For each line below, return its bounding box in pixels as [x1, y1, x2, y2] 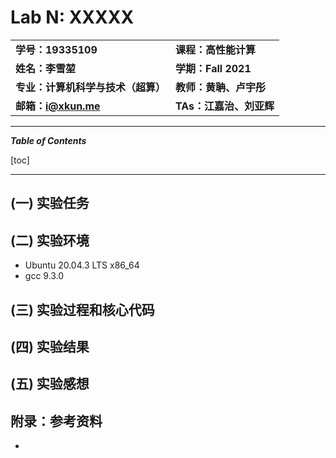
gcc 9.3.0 [24, 270, 65, 282]
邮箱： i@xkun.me [15, 99, 101, 113]
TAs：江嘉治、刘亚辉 [175, 99, 275, 113]
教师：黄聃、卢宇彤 [175, 80, 267, 94]
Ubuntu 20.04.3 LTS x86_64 [24, 259, 140, 271]
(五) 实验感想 [10, 376, 90, 393]
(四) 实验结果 [10, 338, 90, 355]
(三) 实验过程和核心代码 [10, 301, 155, 318]
